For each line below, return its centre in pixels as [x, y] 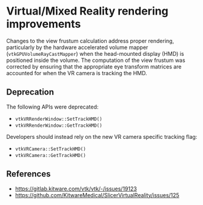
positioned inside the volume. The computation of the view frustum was [96, 60]
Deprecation [30, 92]
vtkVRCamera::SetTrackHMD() [50, 149]
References [28, 174]
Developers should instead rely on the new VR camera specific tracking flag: [102, 136]
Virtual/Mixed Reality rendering [87, 11]
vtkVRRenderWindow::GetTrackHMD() [58, 126]
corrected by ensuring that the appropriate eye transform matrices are [94, 66]
